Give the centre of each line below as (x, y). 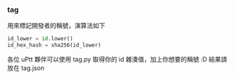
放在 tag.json (26, 68)
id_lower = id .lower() (40, 39)
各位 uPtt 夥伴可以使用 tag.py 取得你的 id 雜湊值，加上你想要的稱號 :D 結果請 (117, 60)
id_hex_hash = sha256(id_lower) (54, 45)
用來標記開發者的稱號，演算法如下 (56, 26)
